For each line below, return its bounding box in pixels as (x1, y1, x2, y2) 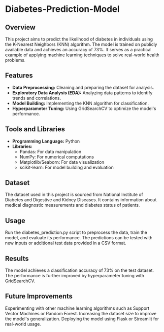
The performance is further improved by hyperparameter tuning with (5, 273, 144, 279)
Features (5, 72, 33, 80)
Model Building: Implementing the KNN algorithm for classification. (12, 100, 149, 106)
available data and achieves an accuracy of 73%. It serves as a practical (5, 47, 152, 52)
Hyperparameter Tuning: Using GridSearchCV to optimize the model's (12, 105, 157, 111)
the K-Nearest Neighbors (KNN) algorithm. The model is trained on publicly (5, 41, 158, 47)
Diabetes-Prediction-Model (5, 3, 120, 15)
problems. (5, 57, 26, 63)
